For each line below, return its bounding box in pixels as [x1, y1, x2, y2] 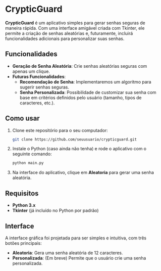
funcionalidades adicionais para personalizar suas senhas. [5, 36, 125, 42]
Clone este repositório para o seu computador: [12, 127, 108, 133]
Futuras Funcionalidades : [12, 73, 66, 80]
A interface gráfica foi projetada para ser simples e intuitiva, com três [5, 235, 147, 241]
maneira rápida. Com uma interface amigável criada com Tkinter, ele [5, 25, 145, 31]
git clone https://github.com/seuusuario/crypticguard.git [12, 137, 137, 142]
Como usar [5, 114, 40, 123]
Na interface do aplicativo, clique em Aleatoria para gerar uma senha [12, 170, 155, 176]
